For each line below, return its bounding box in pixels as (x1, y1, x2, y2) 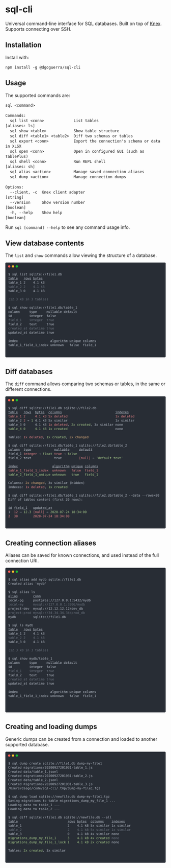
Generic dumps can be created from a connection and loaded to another (5, 736, 158, 742)
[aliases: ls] (5, 123, 36, 128)
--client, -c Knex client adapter (10, 190, 85, 195)
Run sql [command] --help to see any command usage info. (5, 224, 130, 230)
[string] (5, 195, 24, 200)
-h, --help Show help (10, 210, 63, 215)
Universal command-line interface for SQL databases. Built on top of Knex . (5, 20, 162, 27)
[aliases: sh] (5, 164, 36, 169)
